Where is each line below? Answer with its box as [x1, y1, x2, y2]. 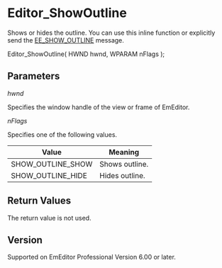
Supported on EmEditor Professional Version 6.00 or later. [7, 253, 176, 262]
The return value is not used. [7, 213, 91, 222]
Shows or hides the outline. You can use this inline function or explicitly [7, 28, 216, 37]
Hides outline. [99, 170, 145, 180]
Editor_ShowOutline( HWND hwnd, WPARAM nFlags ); [7, 50, 165, 58]
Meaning [109, 147, 140, 157]
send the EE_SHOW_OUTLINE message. [7, 35, 124, 44]
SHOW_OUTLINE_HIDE [11, 170, 87, 180]
